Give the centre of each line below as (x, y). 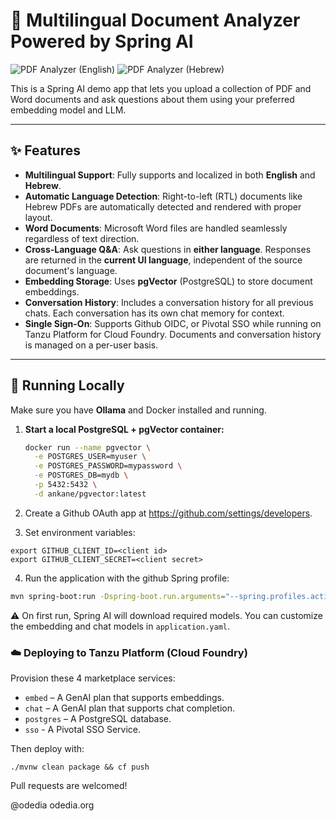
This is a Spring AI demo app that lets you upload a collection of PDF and (161, 88)
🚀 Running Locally (67, 385)
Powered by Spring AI (102, 41)
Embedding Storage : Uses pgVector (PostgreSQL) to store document (168, 281)
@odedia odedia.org (52, 805)
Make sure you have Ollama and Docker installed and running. (138, 410)
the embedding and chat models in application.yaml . (120, 626)
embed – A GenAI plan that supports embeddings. (124, 697)
